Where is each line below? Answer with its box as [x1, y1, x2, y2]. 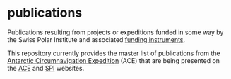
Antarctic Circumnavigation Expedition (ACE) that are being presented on [7, 56, 220, 64]
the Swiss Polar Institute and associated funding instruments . [7, 35, 186, 43]
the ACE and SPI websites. [7, 64, 85, 72]
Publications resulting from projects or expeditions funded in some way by [7, 28, 224, 36]
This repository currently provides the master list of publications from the [7, 49, 220, 57]
